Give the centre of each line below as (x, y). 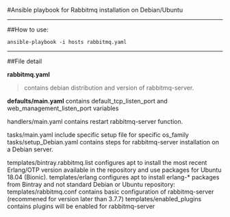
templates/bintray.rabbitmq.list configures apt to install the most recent (107, 163)
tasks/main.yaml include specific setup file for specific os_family (98, 135)
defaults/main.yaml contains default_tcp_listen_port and (87, 101)
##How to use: (28, 29)
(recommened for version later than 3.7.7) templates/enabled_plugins (104, 199)
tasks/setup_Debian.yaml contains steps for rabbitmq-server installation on (113, 142)
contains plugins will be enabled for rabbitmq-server (81, 206)
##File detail (25, 61)
